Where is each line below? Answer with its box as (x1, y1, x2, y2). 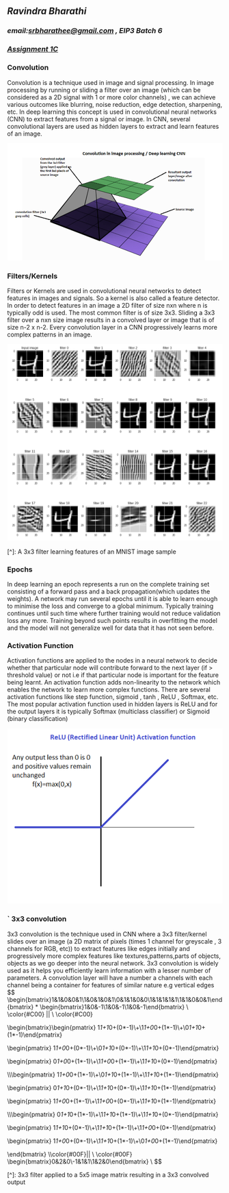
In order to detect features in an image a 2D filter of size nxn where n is (7, 302, 208, 310)
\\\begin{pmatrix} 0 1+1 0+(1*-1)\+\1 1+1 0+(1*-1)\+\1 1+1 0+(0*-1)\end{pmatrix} (7, 1110, 219, 1118)
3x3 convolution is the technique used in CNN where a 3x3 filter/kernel (7, 930, 207, 938)
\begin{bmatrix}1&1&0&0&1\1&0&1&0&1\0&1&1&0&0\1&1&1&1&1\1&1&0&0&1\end (7, 995, 223, 1003)
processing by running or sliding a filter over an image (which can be (7, 86, 201, 94)
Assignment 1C (7, 45, 59, 54)
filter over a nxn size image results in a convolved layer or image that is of (7, 316, 215, 324)
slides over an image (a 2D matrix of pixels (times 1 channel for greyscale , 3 (7, 937, 222, 945)
